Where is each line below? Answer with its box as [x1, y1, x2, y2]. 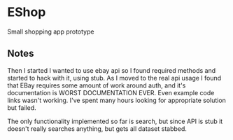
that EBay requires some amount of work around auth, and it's [7, 81, 186, 90]
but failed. [7, 103, 36, 112]
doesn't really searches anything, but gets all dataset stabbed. [7, 124, 188, 133]
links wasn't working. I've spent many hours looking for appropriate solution [7, 96, 226, 104]
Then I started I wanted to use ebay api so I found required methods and [7, 66, 216, 74]
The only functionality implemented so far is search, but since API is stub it [7, 117, 223, 125]
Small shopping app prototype [7, 27, 94, 36]
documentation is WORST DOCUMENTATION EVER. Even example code [7, 88, 215, 97]
